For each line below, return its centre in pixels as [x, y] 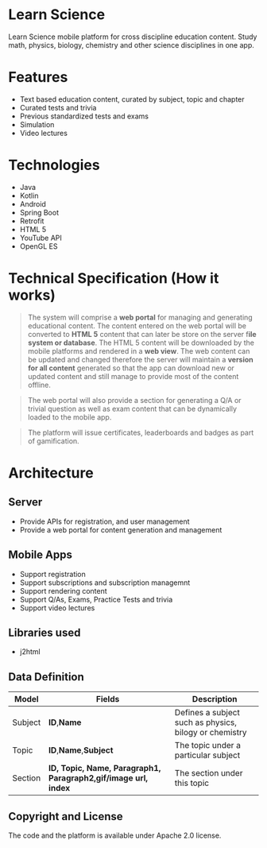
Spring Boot [39, 212]
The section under [209, 773]
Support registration [52, 574]
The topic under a [207, 745]
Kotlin [29, 196]
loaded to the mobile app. [70, 417]
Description [215, 699]
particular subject [207, 755]
